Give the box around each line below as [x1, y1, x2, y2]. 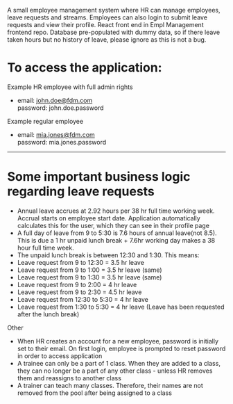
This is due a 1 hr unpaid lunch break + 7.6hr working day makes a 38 [17, 236, 216, 244]
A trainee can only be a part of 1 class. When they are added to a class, [17, 359, 221, 367]
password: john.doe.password [17, 104, 104, 112]
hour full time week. [17, 243, 74, 252]
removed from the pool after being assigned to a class [17, 389, 172, 397]
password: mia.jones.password [17, 138, 107, 146]
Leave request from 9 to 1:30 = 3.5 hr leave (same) [17, 273, 162, 281]
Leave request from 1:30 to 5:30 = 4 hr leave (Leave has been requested [17, 302, 225, 311]
